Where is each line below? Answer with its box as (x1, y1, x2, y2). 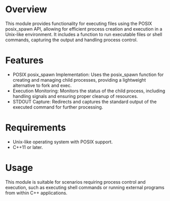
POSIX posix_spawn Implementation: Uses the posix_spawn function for (12, 71, 164, 78)
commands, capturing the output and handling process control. (5, 37, 138, 43)
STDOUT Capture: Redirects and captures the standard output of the (12, 98, 157, 105)
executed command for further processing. (12, 104, 103, 110)
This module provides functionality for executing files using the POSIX (5, 20, 152, 27)
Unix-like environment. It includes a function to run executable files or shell (5, 31, 162, 37)
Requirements (5, 122, 66, 134)
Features (5, 55, 44, 66)
